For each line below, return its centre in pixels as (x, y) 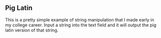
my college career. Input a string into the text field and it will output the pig (81, 25)
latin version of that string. (32, 30)
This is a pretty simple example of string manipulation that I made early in (80, 19)
